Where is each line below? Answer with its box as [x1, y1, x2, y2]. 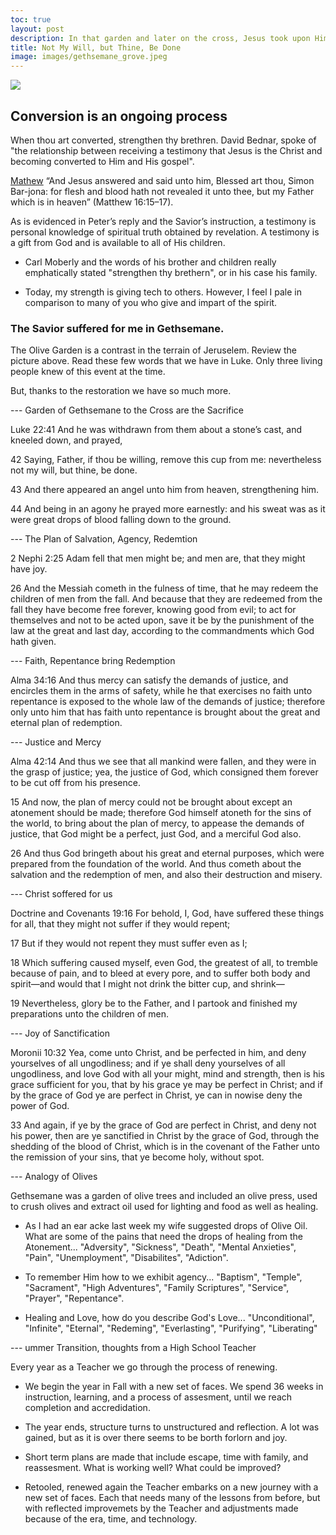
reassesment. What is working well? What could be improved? [24, 1462, 282, 1474]
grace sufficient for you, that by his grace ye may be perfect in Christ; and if [10, 1079, 323, 1091]
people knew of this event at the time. [10, 366, 166, 378]
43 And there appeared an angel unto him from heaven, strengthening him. [10, 484, 320, 496]
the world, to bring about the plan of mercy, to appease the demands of [10, 817, 305, 830]
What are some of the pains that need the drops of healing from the [24, 1231, 303, 1243]
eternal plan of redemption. [10, 717, 123, 729]
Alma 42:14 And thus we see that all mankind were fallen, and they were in [10, 756, 317, 768]
